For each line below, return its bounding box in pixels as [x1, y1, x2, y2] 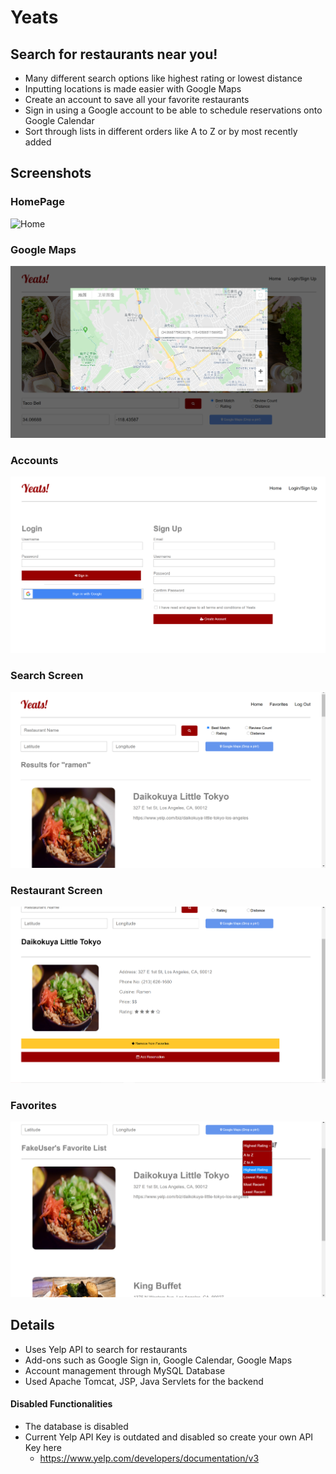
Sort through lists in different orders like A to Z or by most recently [24, 126, 298, 137]
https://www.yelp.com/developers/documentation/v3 [39, 1452, 260, 1464]
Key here [24, 1441, 62, 1453]
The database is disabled [24, 1420, 129, 1432]
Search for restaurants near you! [10, 46, 218, 63]
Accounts [10, 454, 59, 468]
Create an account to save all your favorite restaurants [24, 94, 250, 105]
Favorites [10, 1098, 58, 1112]
